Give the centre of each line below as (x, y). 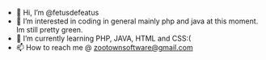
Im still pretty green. (49, 30)
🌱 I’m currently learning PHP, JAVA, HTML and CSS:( (103, 38)
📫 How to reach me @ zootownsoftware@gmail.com (104, 47)
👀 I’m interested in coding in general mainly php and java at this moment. (137, 21)
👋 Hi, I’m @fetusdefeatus (57, 13)
